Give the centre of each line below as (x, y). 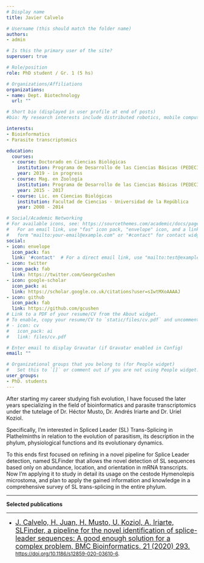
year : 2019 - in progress (50, 174)
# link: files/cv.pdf (36, 337)
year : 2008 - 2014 (40, 207)
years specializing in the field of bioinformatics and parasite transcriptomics (101, 405)
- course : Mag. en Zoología (47, 179)
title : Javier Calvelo (35, 18)
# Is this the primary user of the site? (59, 51)
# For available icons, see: (43, 224)
